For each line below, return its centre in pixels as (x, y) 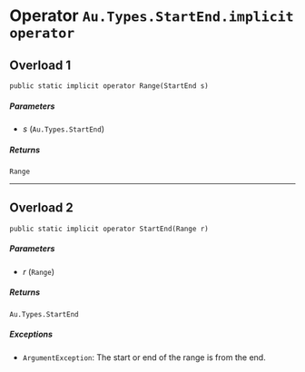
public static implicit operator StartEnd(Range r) (109, 229)
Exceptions (31, 334)
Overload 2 (42, 208)
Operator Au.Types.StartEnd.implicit (152, 16)
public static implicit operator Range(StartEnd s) (109, 86)
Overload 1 (40, 65)
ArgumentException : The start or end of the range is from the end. (144, 357)
